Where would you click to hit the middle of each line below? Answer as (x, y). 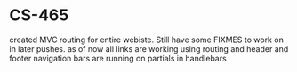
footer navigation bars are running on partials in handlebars (118, 58)
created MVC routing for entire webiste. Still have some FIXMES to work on (147, 40)
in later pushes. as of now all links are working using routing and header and (149, 48)
